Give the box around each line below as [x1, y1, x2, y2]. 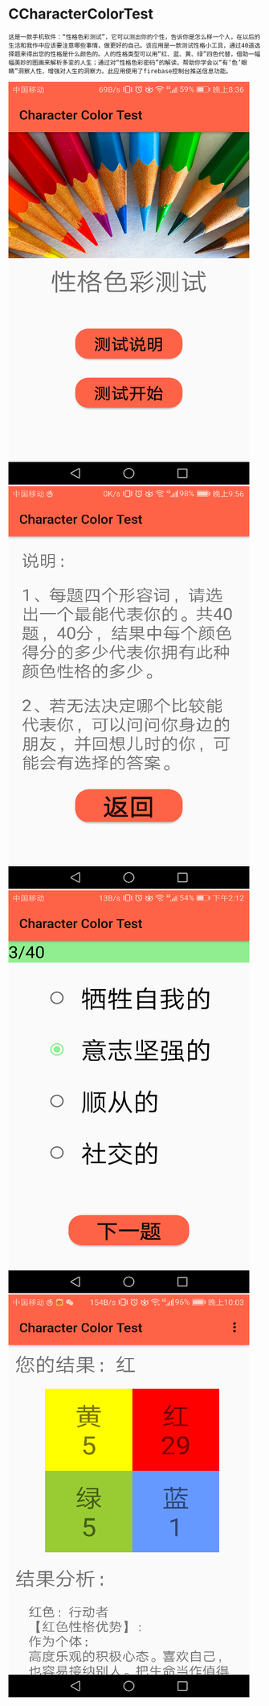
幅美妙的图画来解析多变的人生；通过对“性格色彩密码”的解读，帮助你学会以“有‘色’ [8, 58, 242, 67]
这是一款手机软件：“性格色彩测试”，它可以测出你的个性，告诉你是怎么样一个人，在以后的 [8, 33, 261, 41]
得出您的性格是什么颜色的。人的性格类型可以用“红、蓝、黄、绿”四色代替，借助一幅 [26, 50, 261, 58]
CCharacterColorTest [8, 5, 154, 23]
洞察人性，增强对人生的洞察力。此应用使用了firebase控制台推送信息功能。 [18, 67, 232, 75]
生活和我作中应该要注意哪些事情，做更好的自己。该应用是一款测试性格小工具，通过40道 [8, 41, 255, 49]
